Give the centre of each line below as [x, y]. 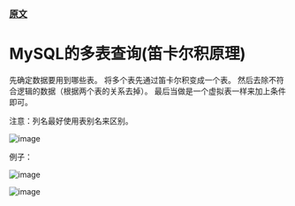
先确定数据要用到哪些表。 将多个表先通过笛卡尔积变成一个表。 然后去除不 [143, 80]
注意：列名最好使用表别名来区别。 [71, 120]
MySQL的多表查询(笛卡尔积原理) [128, 54]
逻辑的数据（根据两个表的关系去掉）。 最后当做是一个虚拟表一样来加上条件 [151, 91]
